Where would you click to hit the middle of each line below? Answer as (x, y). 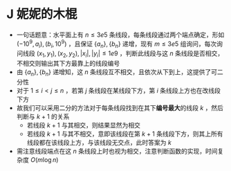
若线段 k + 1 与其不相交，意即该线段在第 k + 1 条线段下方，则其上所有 (125, 134)
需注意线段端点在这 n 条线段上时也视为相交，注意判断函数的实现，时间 (117, 151)
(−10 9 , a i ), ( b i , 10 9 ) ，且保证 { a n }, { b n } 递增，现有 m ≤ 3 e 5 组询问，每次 (117, 44)
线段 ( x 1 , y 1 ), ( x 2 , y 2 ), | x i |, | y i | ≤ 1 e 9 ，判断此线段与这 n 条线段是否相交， (123, 54)
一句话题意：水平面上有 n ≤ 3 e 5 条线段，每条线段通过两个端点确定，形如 (120, 35)
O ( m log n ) (44, 159)
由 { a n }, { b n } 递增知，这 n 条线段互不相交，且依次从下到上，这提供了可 (117, 73)
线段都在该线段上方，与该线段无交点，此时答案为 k (99, 142)
